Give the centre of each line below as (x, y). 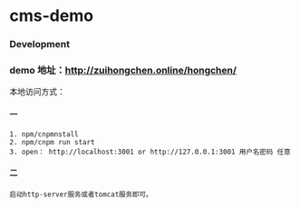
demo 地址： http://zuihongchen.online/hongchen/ (123, 71)
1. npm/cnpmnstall (44, 134)
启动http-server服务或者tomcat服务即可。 (81, 194)
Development (40, 45)
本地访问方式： (37, 92)
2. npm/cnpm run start (52, 142)
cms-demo (51, 16)
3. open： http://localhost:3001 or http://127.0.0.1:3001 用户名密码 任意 (150, 152)
